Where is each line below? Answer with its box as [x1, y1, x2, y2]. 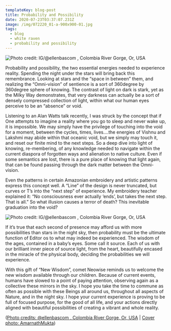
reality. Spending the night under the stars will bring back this [5, 70, 135, 76]
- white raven [10, 36, 40, 41]
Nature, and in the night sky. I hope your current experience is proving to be [5, 294, 165, 300]
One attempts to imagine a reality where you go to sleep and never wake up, [5, 118, 166, 124]
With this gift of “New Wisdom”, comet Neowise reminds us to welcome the [5, 267, 164, 273]
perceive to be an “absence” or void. [5, 103, 83, 109]
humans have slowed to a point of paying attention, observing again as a [5, 277, 159, 283]
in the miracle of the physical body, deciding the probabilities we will [5, 251, 150, 257]
